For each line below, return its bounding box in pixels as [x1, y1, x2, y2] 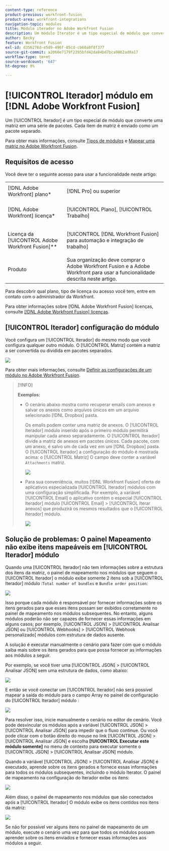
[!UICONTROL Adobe [8, 237, 58, 244]
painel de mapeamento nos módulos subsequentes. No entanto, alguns [5, 610, 153, 616]
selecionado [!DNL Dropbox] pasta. [25, 412, 99, 418]
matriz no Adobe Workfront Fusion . [5, 143, 78, 149]
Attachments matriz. [25, 459, 66, 465]
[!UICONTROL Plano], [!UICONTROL [66, 205, 152, 212]
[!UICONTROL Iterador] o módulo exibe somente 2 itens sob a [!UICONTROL [5, 575, 163, 581]
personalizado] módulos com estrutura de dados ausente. [5, 631, 125, 637]
